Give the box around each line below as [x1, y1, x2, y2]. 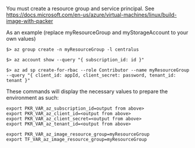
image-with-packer [6, 18, 53, 24]
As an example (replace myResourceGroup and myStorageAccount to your [6, 29, 188, 36]
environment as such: [6, 94, 59, 101]
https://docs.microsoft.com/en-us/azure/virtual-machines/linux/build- [6, 11, 177, 18]
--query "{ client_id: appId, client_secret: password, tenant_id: [6, 73, 177, 78]
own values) [6, 35, 36, 42]
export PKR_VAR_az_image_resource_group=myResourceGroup [6, 131, 150, 137]
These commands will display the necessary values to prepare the [6, 88, 168, 95]
